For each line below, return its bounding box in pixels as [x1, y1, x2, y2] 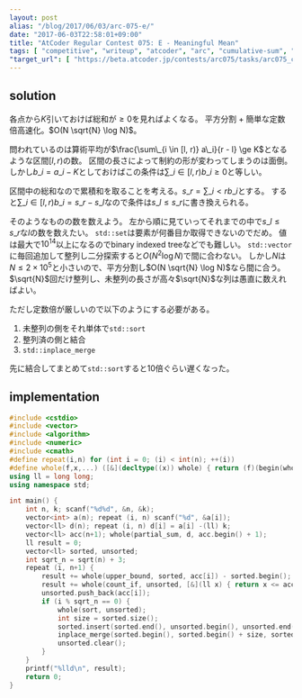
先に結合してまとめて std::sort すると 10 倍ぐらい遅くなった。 [9, 362, 235, 374]
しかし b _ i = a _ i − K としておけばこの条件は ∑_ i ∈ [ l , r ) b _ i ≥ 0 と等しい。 [9, 166, 267, 177]
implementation [9, 389, 101, 405]
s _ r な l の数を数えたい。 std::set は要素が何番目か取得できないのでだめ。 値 [9, 227, 288, 238]
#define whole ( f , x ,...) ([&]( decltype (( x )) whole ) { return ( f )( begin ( [9, 463, 284, 473]
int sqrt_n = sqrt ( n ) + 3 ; [25, 555, 127, 564]
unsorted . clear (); [57, 639, 127, 648]
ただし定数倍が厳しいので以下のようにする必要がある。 [9, 304, 215, 314]
